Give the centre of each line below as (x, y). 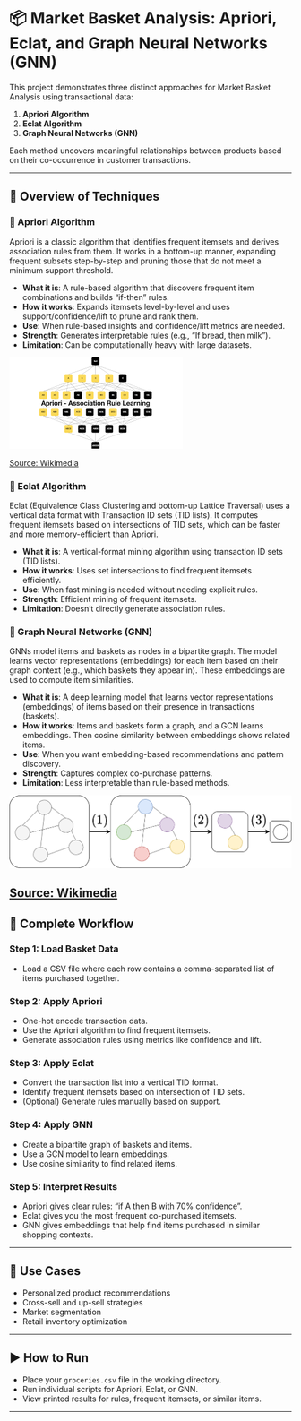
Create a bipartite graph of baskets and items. (107, 1144)
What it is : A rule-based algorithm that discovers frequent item (138, 288)
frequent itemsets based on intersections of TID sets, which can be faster (145, 524)
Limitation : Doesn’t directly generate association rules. (124, 608)
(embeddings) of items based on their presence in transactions (138, 707)
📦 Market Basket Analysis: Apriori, (143, 18)
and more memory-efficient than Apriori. (84, 534)
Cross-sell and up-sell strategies (82, 1302)
